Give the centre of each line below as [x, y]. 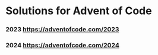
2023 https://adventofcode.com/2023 [62, 30]
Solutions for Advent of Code [79, 11]
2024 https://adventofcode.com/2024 [62, 46]
